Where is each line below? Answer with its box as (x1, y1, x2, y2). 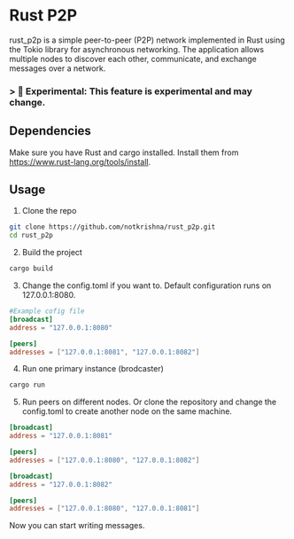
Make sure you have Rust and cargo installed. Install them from (9, 147, 239, 158)
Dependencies (9, 123, 91, 138)
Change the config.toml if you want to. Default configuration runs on (21, 280, 272, 291)
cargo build (9, 264, 53, 273)
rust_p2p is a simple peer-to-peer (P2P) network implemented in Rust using (9, 35, 285, 45)
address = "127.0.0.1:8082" (9, 480, 113, 488)
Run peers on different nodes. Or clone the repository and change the (21, 396, 277, 408)
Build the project (21, 247, 82, 258)
